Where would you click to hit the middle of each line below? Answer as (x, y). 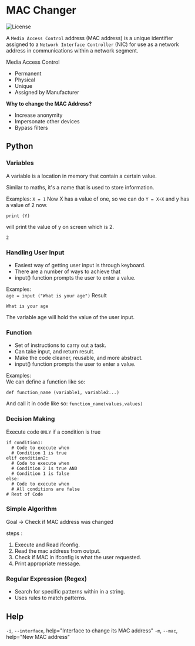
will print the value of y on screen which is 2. (60, 227)
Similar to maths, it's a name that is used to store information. (80, 187)
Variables (20, 163)
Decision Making (31, 419)
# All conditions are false (46, 489)
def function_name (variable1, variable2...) (63, 393)
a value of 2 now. (27, 205)
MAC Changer (41, 10)
